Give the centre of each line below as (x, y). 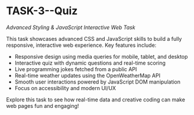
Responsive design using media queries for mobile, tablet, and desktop (101, 56)
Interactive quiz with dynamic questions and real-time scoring (90, 63)
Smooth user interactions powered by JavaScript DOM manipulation (98, 82)
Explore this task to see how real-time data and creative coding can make (96, 100)
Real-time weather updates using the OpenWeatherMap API (88, 75)
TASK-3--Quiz (42, 11)
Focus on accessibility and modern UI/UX (65, 88)
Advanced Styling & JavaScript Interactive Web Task (71, 27)
